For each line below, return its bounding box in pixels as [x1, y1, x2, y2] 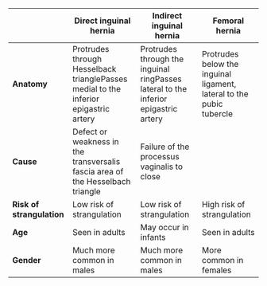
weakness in [72, 136, 119, 147]
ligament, [201, 79, 237, 89]
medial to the [72, 84, 122, 94]
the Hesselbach [72, 176, 131, 186]
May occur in [140, 222, 189, 233]
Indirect [152, 10, 183, 21]
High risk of [201, 199, 246, 210]
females [201, 264, 232, 276]
